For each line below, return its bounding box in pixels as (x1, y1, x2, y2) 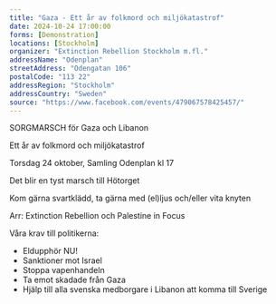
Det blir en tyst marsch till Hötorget (9, 175, 140, 186)
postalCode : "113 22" (9, 73, 91, 82)
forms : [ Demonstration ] (9, 30, 100, 39)
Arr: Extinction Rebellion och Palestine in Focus (9, 211, 186, 221)
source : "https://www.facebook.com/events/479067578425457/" (9, 97, 245, 107)
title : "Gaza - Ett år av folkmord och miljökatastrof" (9, 13, 224, 23)
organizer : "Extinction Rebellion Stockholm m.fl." (9, 47, 208, 56)
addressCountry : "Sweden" (9, 89, 107, 98)
